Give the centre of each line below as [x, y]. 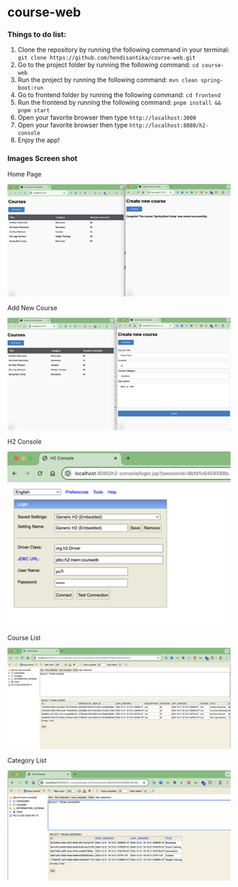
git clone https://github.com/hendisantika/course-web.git [107, 58]
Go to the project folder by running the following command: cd [108, 65]
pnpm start [34, 111]
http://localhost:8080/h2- [169, 126]
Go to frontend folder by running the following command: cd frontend [119, 95]
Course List [24, 638]
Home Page [24, 174]
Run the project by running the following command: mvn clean [108, 80]
